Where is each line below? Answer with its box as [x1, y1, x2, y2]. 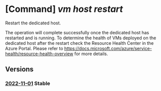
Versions [5, 65, 34, 74]
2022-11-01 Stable [5, 80, 51, 87]
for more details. [74, 51, 108, 57]
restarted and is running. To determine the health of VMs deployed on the [5, 35, 157, 41]
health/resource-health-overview [5, 51, 74, 57]
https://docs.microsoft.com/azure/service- [64, 45, 152, 51]
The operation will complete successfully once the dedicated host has [5, 29, 150, 35]
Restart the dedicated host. [5, 20, 61, 26]
